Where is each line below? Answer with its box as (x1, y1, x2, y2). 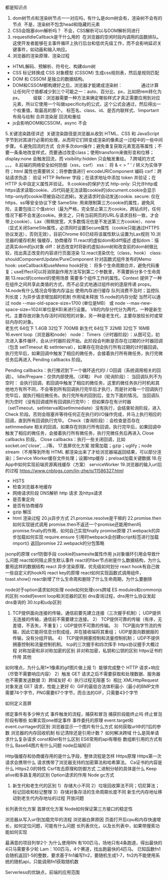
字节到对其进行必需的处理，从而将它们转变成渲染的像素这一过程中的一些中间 (5, 137, 163, 143)
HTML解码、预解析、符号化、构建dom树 (12, 63, 96, 69)
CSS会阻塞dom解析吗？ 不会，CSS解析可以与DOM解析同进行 (12, 28, 140, 34)
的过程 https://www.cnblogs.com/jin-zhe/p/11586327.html (5, 468, 124, 474)
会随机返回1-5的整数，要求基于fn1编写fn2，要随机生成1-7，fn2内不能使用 (5, 852, 156, 858)
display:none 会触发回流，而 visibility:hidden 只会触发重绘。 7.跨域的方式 (5, 156, 155, 162)
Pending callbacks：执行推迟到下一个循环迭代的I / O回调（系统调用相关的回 (5, 367, 161, 373)
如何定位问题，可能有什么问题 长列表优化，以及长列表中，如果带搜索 (13, 823, 155, 829)
